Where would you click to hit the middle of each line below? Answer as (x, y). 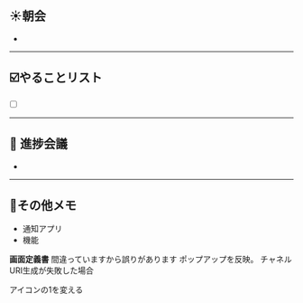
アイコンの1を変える (46, 290)
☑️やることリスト (56, 78)
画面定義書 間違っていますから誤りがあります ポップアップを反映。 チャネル (151, 260)
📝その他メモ (43, 205)
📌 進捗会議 (38, 144)
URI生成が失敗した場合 (52, 270)
